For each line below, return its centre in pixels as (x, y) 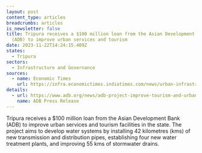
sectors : (17, 62)
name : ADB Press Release (48, 101)
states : (16, 51)
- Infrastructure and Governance (54, 67)
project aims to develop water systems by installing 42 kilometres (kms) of (98, 131)
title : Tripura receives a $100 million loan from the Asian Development (101, 34)
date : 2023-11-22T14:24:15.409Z (47, 46)
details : (17, 90)
